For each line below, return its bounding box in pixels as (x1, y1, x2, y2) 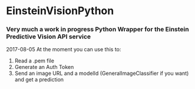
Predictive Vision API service (6, 32, 91, 41)
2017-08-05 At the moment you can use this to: (6, 46, 121, 53)
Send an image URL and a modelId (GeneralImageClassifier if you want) (14, 70, 189, 77)
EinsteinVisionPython (6, 4, 114, 18)
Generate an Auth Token (14, 64, 74, 71)
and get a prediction (14, 76, 64, 83)
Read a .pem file (14, 57, 55, 64)
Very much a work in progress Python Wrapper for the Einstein (6, 25, 190, 34)
